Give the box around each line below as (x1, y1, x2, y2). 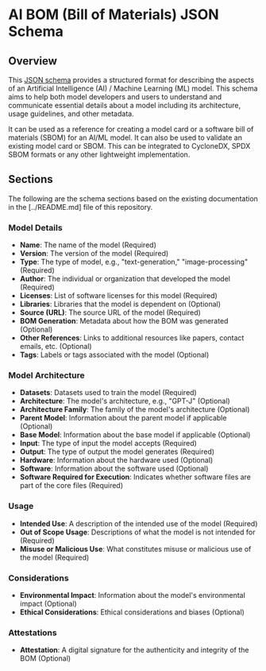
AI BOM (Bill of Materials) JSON (8, 6, 220, 24)
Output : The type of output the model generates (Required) (19, 447, 215, 456)
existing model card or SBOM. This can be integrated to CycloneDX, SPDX (8, 142, 251, 150)
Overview (8, 54, 58, 68)
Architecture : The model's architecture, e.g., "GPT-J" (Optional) (19, 396, 230, 406)
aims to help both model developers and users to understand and (8, 92, 222, 101)
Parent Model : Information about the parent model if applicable (19, 413, 227, 423)
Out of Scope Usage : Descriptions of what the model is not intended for (19, 527, 256, 537)
